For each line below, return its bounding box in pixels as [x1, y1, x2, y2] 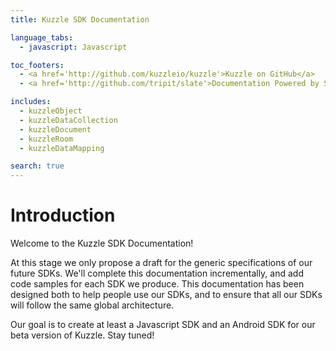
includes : [10, 97, 52, 107]
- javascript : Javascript [19, 42, 128, 52]
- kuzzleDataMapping [19, 143, 105, 153]
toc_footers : [10, 60, 65, 70]
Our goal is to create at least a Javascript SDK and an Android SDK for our [10, 319, 316, 331]
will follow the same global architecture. [10, 299, 175, 311]
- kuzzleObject [19, 106, 83, 116]
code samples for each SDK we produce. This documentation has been [10, 278, 305, 290]
